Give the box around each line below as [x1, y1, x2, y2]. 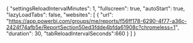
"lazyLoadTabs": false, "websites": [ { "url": [6, 11, 114, 18]
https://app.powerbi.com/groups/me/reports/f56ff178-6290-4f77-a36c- [8, 18, 187, 24]
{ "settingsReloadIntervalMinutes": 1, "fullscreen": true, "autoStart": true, [6, 5, 185, 12]
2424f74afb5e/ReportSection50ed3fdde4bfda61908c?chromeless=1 [6, 24, 176, 31]
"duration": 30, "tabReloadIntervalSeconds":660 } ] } [6, 30, 137, 37]
